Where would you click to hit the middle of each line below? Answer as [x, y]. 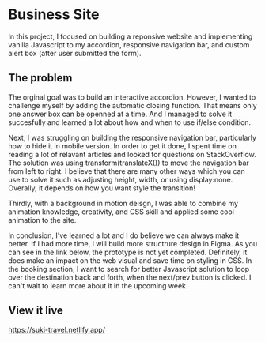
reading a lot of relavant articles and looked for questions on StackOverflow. [132, 154]
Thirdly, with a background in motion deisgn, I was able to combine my [123, 203]
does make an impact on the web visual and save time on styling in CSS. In [130, 260]
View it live [36, 311]
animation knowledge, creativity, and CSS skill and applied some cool [121, 212]
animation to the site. [42, 220]
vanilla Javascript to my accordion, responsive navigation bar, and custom [129, 44]
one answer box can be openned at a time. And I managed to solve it [120, 114]
